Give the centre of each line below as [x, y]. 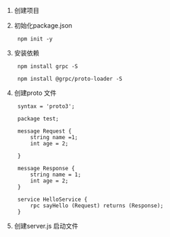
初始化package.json [43, 26]
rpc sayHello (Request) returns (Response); [97, 206]
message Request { [45, 131]
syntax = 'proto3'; [46, 106]
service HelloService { [52, 199]
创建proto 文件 [35, 93]
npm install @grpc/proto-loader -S [70, 79]
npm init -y [35, 39]
